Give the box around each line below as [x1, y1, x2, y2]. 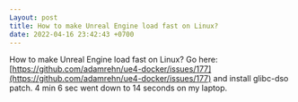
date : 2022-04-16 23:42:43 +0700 [9, 30, 135, 38]
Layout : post [9, 13, 58, 22]
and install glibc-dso [213, 73, 289, 84]
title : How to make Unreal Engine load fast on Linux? [9, 21, 219, 30]
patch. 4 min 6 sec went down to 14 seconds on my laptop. [9, 82, 228, 94]
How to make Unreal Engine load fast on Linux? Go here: [9, 55, 218, 65]
